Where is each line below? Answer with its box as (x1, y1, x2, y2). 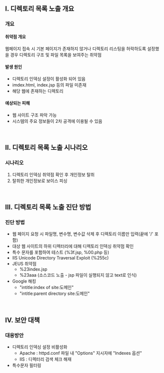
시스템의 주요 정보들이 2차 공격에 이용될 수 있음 (12, 118, 103, 124)
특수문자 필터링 (12, 362, 42, 368)
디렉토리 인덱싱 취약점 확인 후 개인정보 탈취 (12, 172, 95, 177)
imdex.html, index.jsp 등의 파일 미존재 (12, 82, 87, 87)
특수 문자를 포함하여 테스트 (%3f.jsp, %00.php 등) (12, 250, 109, 256)
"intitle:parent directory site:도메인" (19, 290, 90, 296)
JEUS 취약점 (12, 261, 37, 267)
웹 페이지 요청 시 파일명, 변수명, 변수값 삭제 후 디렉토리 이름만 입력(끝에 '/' (12, 231, 154, 237)
